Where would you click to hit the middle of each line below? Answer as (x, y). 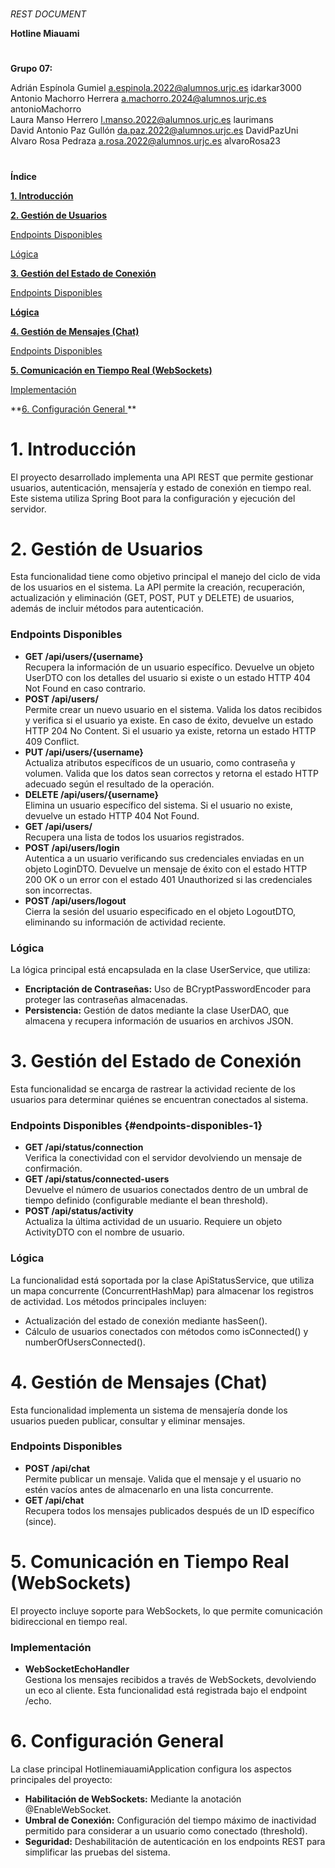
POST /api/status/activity (79, 1211)
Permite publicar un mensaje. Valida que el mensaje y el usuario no (163, 1479)
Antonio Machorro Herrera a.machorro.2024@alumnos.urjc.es (138, 99)
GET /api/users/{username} (84, 656)
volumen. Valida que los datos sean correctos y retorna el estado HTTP (172, 773)
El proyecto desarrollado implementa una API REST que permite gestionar (162, 477)
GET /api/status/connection (84, 1147)
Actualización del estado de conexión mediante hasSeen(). (146, 1320)
